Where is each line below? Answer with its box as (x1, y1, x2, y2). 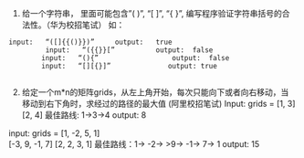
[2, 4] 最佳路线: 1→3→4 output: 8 (21, 110, 147, 121)
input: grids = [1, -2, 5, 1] (8, 128, 100, 139)
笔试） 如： (81, 19, 125, 30)
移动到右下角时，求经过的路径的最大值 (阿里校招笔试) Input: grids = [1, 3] (21, 99, 296, 109)
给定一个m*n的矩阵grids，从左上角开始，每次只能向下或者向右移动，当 (21, 87, 289, 98)
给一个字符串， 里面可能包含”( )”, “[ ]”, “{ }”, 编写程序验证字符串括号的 (21, 8, 282, 18)
